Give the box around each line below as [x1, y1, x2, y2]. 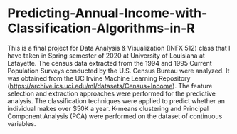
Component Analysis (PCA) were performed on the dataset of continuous [7, 112, 223, 120]
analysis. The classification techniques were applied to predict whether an [7, 96, 226, 105]
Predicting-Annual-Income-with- [7, 5, 208, 21]
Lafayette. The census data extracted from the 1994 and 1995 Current [7, 58, 212, 67]
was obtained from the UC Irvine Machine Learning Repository [7, 73, 191, 83]
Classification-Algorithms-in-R [7, 20, 196, 36]
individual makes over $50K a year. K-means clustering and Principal [7, 104, 209, 113]
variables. [7, 119, 36, 128]
